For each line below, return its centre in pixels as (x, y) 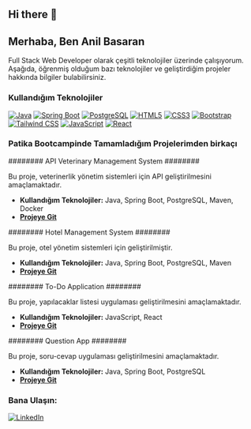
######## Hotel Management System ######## (90, 232)
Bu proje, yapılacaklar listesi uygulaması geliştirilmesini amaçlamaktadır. (125, 302)
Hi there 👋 (33, 15)
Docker (32, 208)
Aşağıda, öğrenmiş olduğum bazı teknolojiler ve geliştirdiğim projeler (120, 69)
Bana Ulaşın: (33, 400)
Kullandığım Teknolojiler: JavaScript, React (91, 317)
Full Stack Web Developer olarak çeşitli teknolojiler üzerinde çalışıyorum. (126, 61)
